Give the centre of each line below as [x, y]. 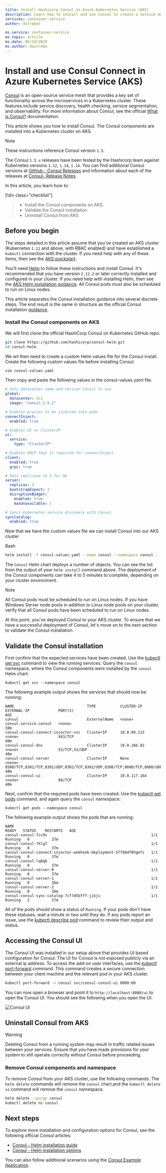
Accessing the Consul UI [44, 941]
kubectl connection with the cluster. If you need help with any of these [77, 253]
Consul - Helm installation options [47, 1150]
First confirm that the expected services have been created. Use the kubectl [83, 657]
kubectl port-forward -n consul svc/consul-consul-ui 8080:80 [70, 983]
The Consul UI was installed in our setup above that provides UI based [77, 953]
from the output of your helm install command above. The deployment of [81, 570]
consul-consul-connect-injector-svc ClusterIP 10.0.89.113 [75, 732]
